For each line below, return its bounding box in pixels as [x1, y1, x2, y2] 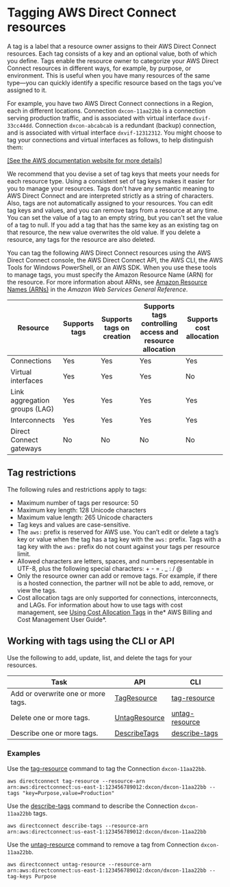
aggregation [10, 395, 50, 405]
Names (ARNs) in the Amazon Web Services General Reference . [7, 285, 188, 293]
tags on [104, 323, 130, 333]
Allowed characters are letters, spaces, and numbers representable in [16, 557, 214, 565]
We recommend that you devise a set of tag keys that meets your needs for [7, 170, 220, 178]
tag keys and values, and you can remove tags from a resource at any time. [7, 206, 220, 214]
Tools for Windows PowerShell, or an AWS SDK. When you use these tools [7, 263, 217, 271]
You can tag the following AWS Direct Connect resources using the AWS [7, 249, 211, 257]
